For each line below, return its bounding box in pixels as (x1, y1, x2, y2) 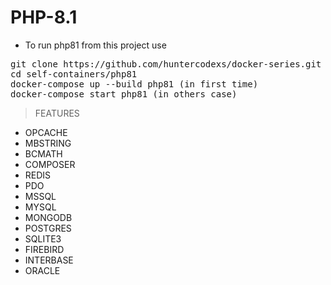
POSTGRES (24, 222, 72, 234)
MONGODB (24, 211, 73, 223)
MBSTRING (24, 137, 72, 149)
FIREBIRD (24, 243, 65, 255)
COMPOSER (24, 158, 76, 170)
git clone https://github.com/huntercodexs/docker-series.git (10, 58, 322, 70)
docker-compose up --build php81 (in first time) (10, 78, 259, 90)
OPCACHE (24, 126, 68, 138)
